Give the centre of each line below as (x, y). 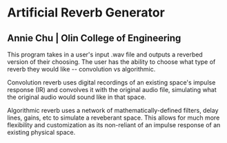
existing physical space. (41, 132)
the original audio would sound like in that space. (77, 97)
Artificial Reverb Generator (86, 13)
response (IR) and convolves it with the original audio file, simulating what (112, 90)
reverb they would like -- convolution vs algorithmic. (81, 69)
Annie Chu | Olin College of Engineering (94, 38)
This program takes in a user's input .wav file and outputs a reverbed (105, 54)
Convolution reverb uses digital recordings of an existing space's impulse (111, 82)
